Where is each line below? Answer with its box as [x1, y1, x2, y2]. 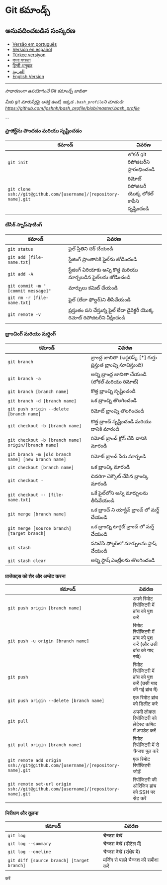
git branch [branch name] [7, 389, 69, 394]
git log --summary [7, 841, 51, 847]
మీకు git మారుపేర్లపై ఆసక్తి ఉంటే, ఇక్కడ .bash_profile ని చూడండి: [5, 99, 124, 104]
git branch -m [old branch [7, 451, 72, 457]
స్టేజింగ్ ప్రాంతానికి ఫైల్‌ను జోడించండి [68, 256, 138, 263]
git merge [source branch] [7, 525, 72, 531]
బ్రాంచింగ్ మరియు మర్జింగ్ [5, 330, 56, 337]
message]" [28, 288, 51, 294]
